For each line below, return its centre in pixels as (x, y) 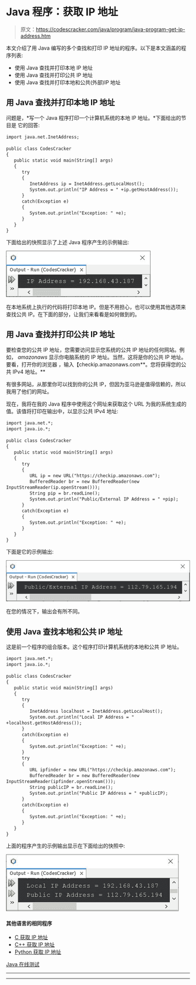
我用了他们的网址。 (29, 391)
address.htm (35, 36)
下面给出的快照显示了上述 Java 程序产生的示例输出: (68, 242)
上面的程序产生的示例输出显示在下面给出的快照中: (66, 846)
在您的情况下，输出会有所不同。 (44, 612)
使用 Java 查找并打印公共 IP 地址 (54, 75)
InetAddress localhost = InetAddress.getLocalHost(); (96, 712)
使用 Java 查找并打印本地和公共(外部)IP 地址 (67, 82)
